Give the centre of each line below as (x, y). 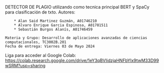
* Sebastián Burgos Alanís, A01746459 (53, 29)
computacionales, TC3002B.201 (36, 42)
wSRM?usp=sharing (25, 66)
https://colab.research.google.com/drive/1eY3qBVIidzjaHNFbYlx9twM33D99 (82, 60)
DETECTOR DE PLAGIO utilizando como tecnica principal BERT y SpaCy (77, 7)
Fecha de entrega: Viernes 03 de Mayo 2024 (50, 46)
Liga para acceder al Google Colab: (41, 55)
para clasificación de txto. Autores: (40, 12)
